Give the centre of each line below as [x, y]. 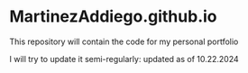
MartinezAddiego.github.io [113, 17]
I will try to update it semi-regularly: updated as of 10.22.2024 [124, 59]
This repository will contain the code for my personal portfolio [124, 41]
